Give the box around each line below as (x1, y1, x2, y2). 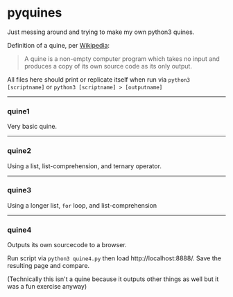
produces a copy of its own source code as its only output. (24, 62, 193, 70)
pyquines (7, 5, 62, 21)
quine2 (7, 146, 32, 156)
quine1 (7, 106, 30, 116)
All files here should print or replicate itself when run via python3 (7, 75, 191, 84)
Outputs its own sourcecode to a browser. (7, 241, 127, 249)
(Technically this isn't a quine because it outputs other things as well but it (7, 275, 219, 283)
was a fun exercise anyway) (7, 282, 87, 291)
